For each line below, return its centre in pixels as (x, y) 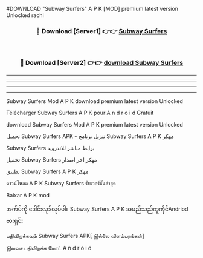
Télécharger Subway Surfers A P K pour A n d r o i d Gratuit (80, 113)
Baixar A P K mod (28, 195)
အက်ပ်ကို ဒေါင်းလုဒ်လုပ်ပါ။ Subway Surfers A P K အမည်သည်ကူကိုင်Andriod (97, 209)
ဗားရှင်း (15, 220)
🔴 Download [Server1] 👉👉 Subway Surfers (101, 31)
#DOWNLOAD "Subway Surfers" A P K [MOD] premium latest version (92, 9)
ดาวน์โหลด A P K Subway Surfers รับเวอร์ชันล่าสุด (61, 183)
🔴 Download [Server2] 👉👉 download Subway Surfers (101, 63)
